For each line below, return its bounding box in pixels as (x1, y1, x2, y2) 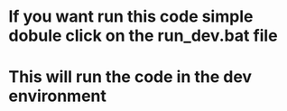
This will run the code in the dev (8, 67, 253, 88)
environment (8, 86, 107, 106)
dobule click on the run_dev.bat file (8, 25, 278, 46)
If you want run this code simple (8, 6, 254, 27)
